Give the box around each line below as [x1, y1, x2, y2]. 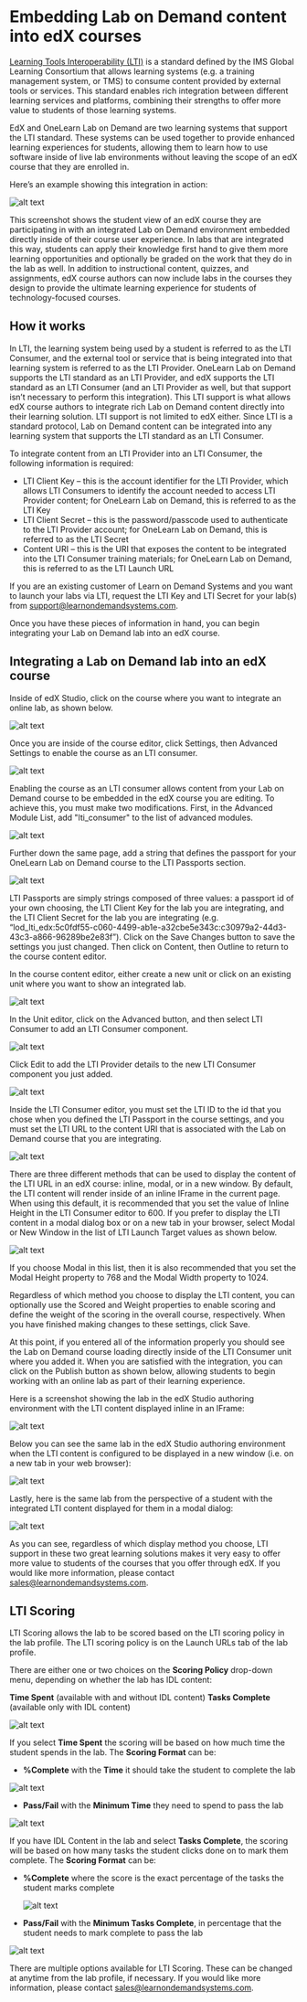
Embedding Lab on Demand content [9, 6, 287, 27]
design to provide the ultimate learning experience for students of [9, 282, 258, 293]
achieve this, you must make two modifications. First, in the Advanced [9, 802, 273, 813]
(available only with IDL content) [9, 1702, 131, 1713]
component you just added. [9, 1068, 113, 1080]
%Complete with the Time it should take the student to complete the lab [22, 1764, 296, 1775]
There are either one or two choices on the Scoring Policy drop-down [9, 1665, 273, 1676]
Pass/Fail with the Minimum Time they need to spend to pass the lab [22, 1800, 284, 1811]
